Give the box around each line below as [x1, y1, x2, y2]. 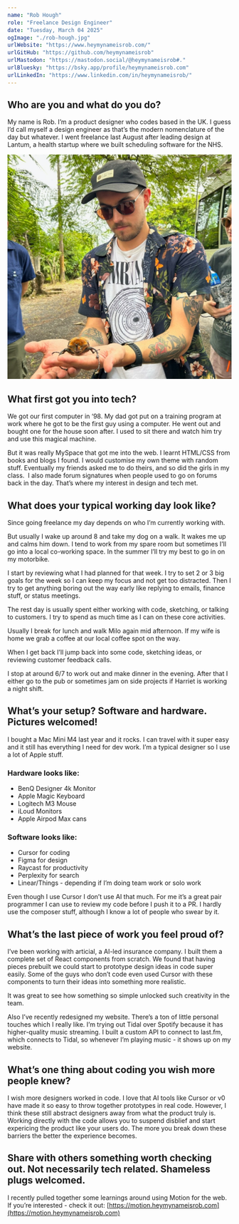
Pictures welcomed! [7, 716, 98, 728]
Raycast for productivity [17, 863, 89, 872]
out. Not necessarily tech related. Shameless [7, 1163, 211, 1176]
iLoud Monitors [17, 807, 63, 816]
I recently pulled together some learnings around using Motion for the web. [7, 1193, 228, 1202]
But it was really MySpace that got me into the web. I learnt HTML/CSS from [7, 449, 230, 457]
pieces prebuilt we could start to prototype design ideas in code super [7, 963, 213, 971]
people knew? [7, 1074, 71, 1086]
